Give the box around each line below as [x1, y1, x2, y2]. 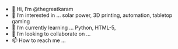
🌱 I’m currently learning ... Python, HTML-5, [11, 24, 116, 31]
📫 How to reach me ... [11, 37, 66, 44]
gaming [11, 18, 30, 24]
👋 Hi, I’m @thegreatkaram [11, 6, 74, 12]
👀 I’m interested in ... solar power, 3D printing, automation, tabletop [11, 12, 173, 19]
